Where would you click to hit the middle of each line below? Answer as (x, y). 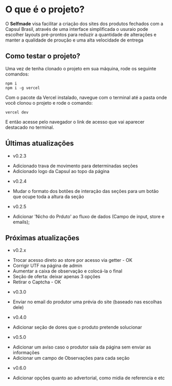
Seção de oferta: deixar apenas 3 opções (56, 277)
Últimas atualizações (40, 143)
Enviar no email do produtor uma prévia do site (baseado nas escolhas (87, 302)
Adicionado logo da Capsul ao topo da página (61, 171)
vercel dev (17, 112)
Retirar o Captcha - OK (37, 282)
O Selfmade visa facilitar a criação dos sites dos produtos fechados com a (84, 24)
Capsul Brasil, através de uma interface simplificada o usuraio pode (77, 29)
